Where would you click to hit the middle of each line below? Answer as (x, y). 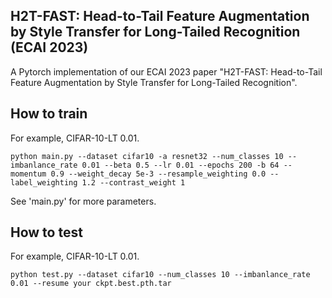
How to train (49, 114)
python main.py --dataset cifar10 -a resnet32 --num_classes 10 (147, 156)
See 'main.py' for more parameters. (83, 201)
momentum (28, 174)
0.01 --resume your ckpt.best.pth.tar (91, 284)
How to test (46, 232)
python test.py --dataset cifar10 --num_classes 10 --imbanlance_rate (160, 275)
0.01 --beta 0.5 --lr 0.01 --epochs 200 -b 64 (180, 165)
